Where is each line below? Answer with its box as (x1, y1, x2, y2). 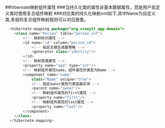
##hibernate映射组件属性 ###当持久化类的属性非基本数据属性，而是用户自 (5, 4, 156, 10)
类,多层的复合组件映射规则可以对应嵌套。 (5, 17, 89, 22)
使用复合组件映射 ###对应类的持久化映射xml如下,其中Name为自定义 (18, 10, 156, 16)
